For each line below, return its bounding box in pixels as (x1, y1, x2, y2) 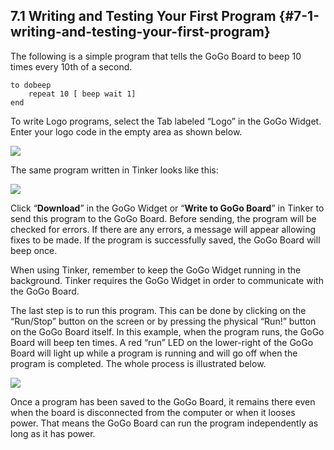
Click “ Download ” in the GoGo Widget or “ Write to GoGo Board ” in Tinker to (10, 202, 325, 214)
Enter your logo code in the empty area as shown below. (10, 125, 243, 138)
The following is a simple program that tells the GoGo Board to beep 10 (10, 50, 302, 62)
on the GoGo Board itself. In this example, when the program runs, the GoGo (10, 325, 325, 338)
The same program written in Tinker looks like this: (10, 164, 219, 176)
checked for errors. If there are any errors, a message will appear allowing (10, 223, 317, 235)
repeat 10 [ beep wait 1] (28, 89, 137, 99)
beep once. (10, 244, 58, 256)
